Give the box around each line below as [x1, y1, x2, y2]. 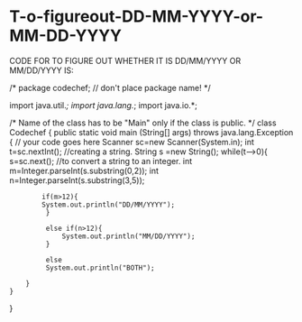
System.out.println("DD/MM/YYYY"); [41, 200, 176, 209]
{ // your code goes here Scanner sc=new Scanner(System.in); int [9, 136, 255, 147]
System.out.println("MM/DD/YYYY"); [61, 232, 196, 241]
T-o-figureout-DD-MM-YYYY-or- [9, 6, 264, 27]
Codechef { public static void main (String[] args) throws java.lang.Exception [9, 126, 294, 137]
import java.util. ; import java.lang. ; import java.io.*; [9, 99, 198, 110]
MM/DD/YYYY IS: [9, 65, 74, 76]
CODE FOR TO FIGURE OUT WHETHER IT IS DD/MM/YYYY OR [9, 55, 242, 66]
